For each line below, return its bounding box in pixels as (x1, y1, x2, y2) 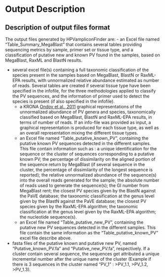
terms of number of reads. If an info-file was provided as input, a (19, 120, 151, 125)
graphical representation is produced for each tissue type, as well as (19, 125, 159, 131)
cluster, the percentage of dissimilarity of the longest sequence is (19, 167, 153, 173)
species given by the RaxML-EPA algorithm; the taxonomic (19, 204, 138, 209)
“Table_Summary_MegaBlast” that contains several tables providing (5, 42, 142, 47)
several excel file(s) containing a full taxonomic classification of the (12, 67, 149, 73)
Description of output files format (5, 23, 110, 32)
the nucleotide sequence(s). (19, 214, 77, 220)
